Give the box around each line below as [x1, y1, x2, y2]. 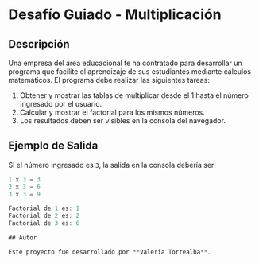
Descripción [8, 37, 70, 51]
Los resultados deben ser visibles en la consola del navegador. [19, 116, 226, 125]
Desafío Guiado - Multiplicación [8, 6, 222, 24]
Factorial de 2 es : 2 [8, 212, 80, 220]
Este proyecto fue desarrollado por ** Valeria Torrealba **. [8, 248, 212, 256]
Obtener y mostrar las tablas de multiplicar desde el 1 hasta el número [19, 91, 249, 100]
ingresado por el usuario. [19, 99, 102, 108]
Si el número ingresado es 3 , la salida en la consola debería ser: [8, 160, 217, 169]
